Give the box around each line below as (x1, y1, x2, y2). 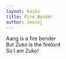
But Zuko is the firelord (6, 41, 61, 48)
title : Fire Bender (6, 14, 53, 20)
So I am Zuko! (6, 47, 39, 54)
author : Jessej (6, 19, 43, 25)
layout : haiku (6, 8, 41, 14)
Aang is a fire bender (6, 35, 56, 42)
